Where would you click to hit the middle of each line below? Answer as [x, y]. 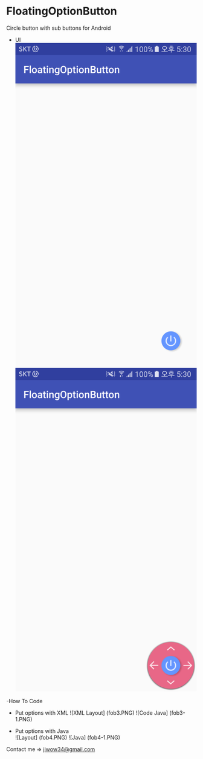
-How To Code [25, 701]
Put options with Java [42, 731]
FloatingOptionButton [62, 11]
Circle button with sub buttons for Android [59, 28]
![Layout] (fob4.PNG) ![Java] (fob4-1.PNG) [68, 738]
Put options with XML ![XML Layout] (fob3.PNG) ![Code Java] [91, 713]
